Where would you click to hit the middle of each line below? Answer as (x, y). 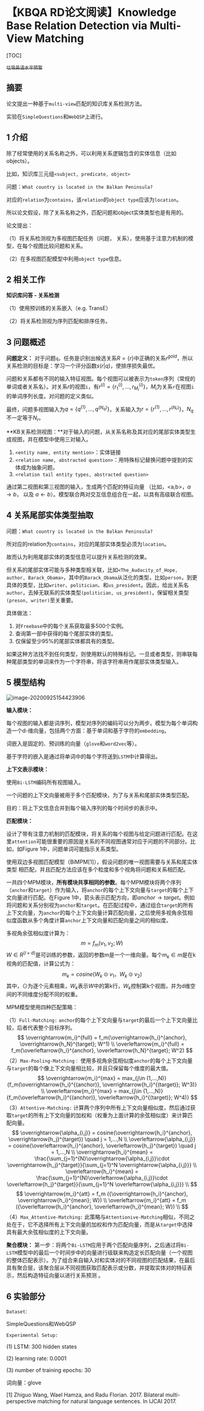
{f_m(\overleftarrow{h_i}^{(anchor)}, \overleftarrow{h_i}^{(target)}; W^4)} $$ (102, 1098)
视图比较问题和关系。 (59, 246)
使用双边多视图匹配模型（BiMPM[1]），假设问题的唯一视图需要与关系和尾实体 (102, 862)
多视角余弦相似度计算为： (38, 933)
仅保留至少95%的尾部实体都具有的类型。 (66, 641)
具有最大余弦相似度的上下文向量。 (49, 1232)
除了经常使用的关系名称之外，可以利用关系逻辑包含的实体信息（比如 (91, 153)
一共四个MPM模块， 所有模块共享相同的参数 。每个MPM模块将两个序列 (94, 882)
